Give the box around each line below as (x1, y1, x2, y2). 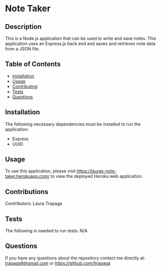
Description (5, 23, 42, 31)
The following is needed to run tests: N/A (5, 228, 88, 234)
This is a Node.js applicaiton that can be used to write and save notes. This (5, 35, 157, 41)
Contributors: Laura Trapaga (5, 200, 63, 206)
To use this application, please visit (5, 168, 76, 174)
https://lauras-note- (76, 168, 116, 174)
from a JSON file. (5, 46, 40, 51)
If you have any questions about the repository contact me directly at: (5, 255, 146, 261)
